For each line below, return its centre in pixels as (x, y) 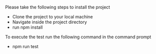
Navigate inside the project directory (50, 22)
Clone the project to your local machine (52, 17)
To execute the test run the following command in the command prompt (78, 37)
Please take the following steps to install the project (58, 7)
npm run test (25, 46)
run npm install (27, 27)
